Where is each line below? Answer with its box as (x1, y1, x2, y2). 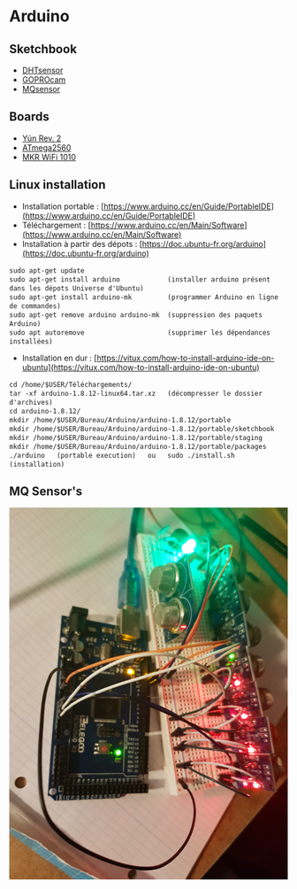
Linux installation (9, 177, 106, 192)
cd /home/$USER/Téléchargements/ (9, 380, 133, 389)
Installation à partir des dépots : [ (21, 238, 143, 249)
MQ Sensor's (9, 484, 83, 499)
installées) (9, 336, 53, 346)
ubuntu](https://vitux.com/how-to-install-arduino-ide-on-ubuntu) (21, 361, 260, 373)
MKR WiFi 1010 (21, 151, 77, 162)
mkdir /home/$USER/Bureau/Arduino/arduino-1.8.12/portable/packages (9, 442, 267, 451)
